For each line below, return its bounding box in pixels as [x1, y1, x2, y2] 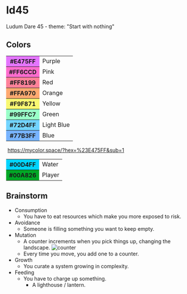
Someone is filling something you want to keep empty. [23, 225, 155, 232]
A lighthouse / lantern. [32, 281, 86, 288]
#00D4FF [9, 160, 36, 169]
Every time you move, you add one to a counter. [23, 250, 140, 257]
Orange [42, 88, 63, 97]
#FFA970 [9, 89, 36, 97]
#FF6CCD [9, 68, 37, 76]
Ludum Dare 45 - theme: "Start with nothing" [6, 23, 115, 30]
